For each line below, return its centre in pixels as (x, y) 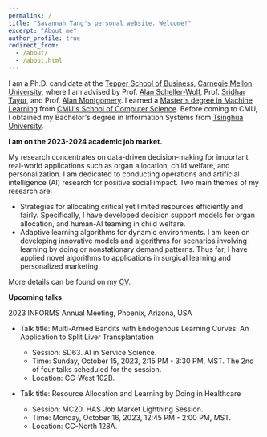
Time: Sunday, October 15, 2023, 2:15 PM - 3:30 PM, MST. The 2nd (143, 361)
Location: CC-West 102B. (73, 378)
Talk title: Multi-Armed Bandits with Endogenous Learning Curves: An (134, 328)
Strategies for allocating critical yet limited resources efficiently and (131, 206)
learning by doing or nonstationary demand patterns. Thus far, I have (133, 249)
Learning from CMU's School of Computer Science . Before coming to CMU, (133, 108)
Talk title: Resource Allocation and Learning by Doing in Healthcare (130, 393)
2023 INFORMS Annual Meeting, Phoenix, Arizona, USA (100, 313)
